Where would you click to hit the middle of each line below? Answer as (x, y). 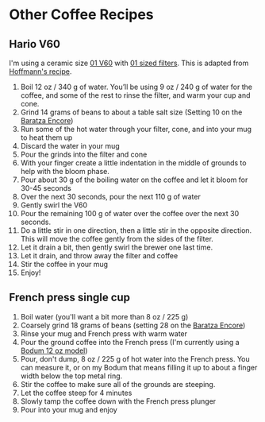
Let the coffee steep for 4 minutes (76, 393)
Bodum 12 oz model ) (54, 350)
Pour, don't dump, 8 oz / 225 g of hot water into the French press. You (135, 358)
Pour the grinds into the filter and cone (84, 154)
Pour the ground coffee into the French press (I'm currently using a (130, 342)
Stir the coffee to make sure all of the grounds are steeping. (118, 384)
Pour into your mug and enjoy (69, 409)
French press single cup (69, 298)
